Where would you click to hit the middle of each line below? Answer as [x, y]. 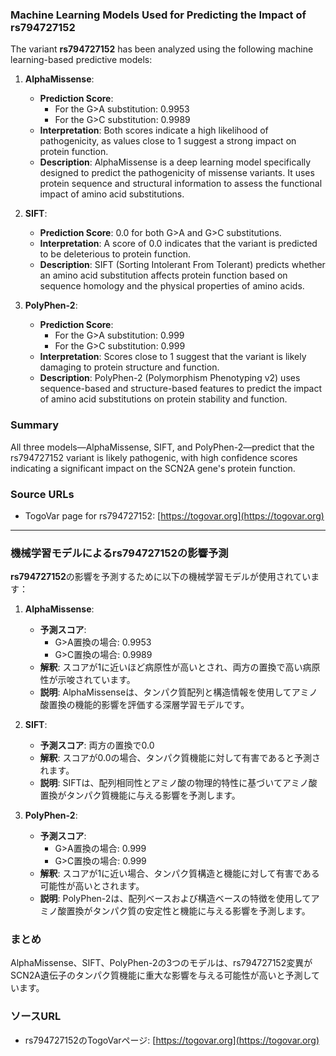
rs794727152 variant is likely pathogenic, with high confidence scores [154, 457]
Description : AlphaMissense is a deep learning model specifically [175, 162]
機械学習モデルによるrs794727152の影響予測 [119, 553]
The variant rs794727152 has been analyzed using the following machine [162, 49]
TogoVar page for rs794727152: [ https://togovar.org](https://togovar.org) [174, 515]
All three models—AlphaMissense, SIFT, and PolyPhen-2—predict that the [162, 447]
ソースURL [36, 1016]
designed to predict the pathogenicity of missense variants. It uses [177, 173]
